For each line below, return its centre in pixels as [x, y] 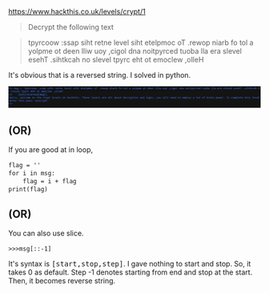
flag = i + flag [50, 182]
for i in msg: [32, 174]
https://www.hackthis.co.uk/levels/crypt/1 [77, 12]
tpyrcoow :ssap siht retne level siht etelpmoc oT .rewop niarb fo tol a [141, 42]
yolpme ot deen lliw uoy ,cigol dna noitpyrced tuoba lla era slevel [135, 51]
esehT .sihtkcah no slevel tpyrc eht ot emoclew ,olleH [116, 60]
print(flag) [28, 190]
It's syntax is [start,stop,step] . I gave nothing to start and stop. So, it [130, 263]
